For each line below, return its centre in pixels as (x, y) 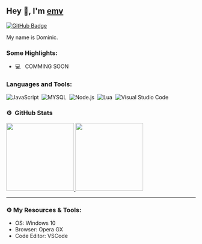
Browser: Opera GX (39, 229)
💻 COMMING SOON (42, 66)
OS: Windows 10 (35, 223)
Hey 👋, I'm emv (35, 11)
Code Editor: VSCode (41, 236)
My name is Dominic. (32, 37)
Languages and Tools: (39, 84)
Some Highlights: (32, 53)
